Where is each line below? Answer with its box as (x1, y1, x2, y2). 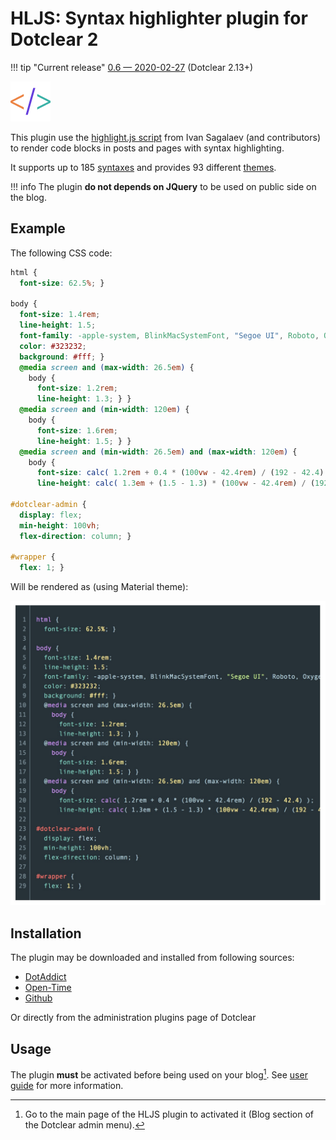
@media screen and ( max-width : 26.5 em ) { (19, 362, 195, 372)
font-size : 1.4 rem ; (19, 310, 101, 320)
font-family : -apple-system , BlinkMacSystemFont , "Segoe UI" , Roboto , (19, 331, 320, 341)
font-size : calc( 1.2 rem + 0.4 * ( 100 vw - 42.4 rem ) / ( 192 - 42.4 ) (36, 468, 325, 478)
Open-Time (24, 982, 72, 994)
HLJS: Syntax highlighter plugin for (10, 7, 308, 30)
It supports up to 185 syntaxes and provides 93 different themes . (10, 161, 277, 173)
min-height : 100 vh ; (19, 520, 101, 531)
